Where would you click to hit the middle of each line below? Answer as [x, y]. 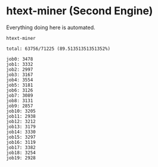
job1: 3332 [20, 64]
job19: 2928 [21, 158]
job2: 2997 [20, 70]
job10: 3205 [21, 111]
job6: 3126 [20, 90]
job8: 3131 [20, 100]
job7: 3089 [20, 95]
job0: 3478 [20, 59]
